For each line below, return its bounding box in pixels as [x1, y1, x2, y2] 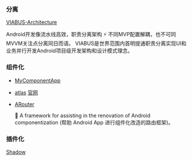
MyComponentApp [14, 77, 61, 84]
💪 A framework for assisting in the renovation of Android [14, 112, 151, 119]
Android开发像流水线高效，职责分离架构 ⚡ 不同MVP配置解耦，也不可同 [6, 31, 177, 38]
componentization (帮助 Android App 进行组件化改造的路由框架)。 [14, 118, 174, 126]
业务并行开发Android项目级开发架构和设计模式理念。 [6, 47, 133, 54]
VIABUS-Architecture [6, 19, 57, 26]
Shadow [6, 148, 26, 155]
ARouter [14, 100, 35, 107]
